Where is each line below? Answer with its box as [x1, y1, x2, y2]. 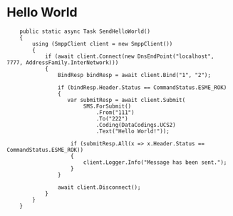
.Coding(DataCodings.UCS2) [95, 121, 176, 128]
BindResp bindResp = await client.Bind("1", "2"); [57, 71, 212, 78]
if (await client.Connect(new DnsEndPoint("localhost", [44, 53, 214, 60]
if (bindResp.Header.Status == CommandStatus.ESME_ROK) [57, 83, 227, 91]
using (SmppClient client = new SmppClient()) [32, 40, 173, 47]
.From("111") [95, 108, 135, 116]
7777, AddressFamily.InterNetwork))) [6, 58, 119, 66]
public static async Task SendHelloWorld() [19, 28, 151, 35]
